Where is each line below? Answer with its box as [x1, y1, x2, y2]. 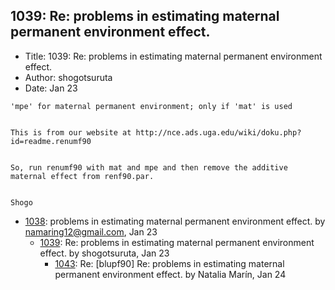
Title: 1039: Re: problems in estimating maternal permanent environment [24, 50, 323, 62]
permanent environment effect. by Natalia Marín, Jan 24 [54, 268, 287, 280]
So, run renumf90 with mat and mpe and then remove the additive [10, 162, 288, 173]
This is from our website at [10, 127, 132, 138]
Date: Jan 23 [24, 82, 78, 94]
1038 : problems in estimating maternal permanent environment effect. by [24, 215, 326, 227]
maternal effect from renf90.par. [10, 171, 155, 181]
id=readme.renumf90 [10, 136, 92, 146]
